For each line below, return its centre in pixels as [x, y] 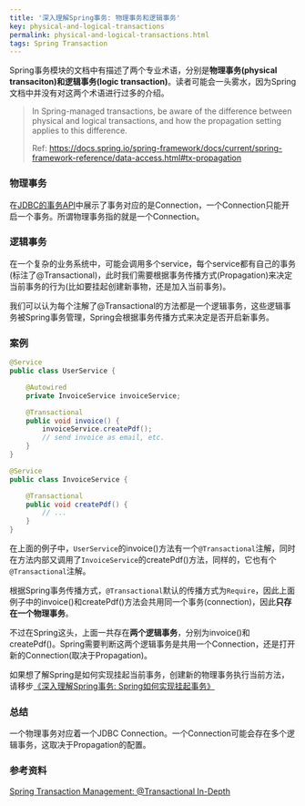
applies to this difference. [79, 131]
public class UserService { [63, 371]
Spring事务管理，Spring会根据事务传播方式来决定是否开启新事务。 [150, 317]
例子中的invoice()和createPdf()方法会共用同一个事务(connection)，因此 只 [147, 602]
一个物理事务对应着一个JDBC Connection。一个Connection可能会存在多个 [148, 733]
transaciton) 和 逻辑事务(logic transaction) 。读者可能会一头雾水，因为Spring [153, 82]
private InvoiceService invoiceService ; [103, 396]
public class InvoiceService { [69, 479]
